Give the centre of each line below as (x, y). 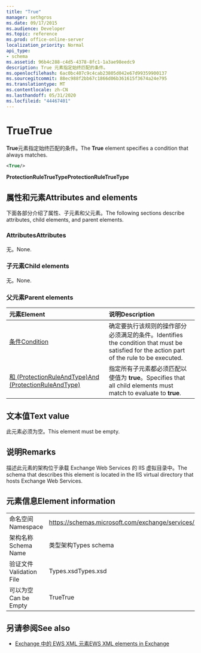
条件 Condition (29, 342)
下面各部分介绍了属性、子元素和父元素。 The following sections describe (95, 213)
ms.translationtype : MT (36, 85)
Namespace (26, 526)
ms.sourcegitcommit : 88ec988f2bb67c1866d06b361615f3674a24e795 (87, 79)
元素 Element (27, 314)
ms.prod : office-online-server (45, 40)
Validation (23, 571)
